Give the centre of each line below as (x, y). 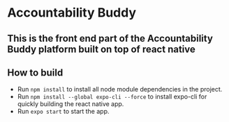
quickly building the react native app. (71, 104)
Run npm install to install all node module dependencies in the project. (120, 89)
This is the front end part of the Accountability (110, 38)
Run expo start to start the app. (63, 112)
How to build (35, 72)
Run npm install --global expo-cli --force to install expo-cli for (112, 97)
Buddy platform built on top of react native (101, 49)
